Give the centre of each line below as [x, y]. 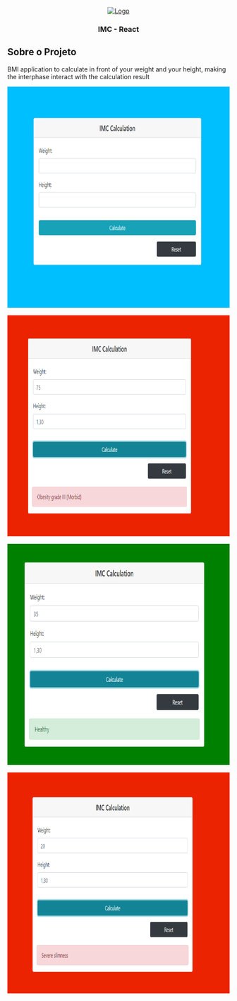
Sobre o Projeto [42, 52]
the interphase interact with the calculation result [78, 76]
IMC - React [119, 29]
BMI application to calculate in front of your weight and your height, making [117, 69]
